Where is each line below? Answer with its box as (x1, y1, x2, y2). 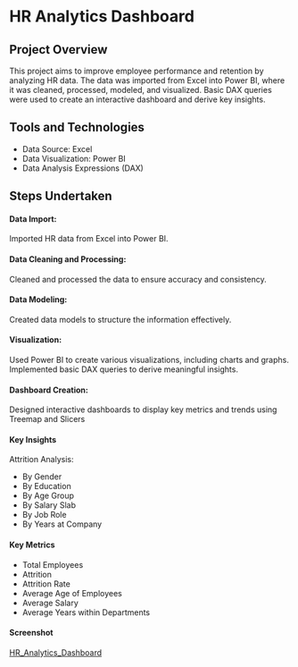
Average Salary (21, 597, 79, 608)
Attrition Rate (21, 578, 71, 589)
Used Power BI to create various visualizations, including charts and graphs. (9, 355, 290, 366)
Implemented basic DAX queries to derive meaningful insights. (9, 364, 239, 375)
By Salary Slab (21, 500, 76, 511)
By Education (21, 481, 71, 492)
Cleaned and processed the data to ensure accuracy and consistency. (9, 274, 267, 284)
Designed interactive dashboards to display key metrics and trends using (9, 404, 277, 415)
